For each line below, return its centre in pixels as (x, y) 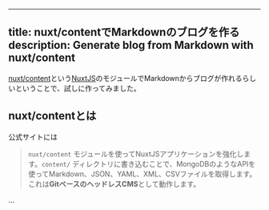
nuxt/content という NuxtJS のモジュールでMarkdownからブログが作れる (125, 78)
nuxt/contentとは (52, 116)
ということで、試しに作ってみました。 (78, 88)
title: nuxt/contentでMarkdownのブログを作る (124, 32)
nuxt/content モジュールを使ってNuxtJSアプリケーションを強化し (136, 154)
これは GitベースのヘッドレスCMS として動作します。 (114, 184)
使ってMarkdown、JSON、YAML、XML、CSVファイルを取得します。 (142, 174)
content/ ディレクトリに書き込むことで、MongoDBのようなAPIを (149, 164)
